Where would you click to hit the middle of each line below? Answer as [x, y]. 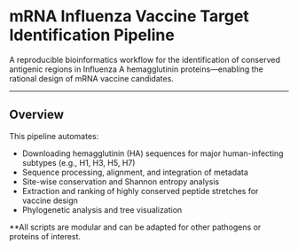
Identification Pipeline [92, 35]
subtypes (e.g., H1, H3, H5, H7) [78, 162]
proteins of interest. [45, 236]
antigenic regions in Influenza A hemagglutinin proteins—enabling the [137, 69]
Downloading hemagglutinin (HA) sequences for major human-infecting [153, 153]
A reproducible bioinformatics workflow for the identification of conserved [145, 59]
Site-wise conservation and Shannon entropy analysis [121, 181]
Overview [37, 115]
